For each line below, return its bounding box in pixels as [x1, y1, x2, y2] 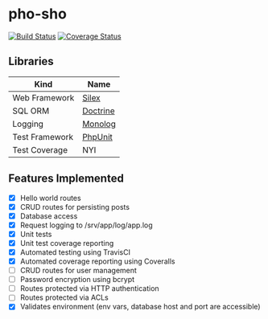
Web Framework [12, 92, 75, 103]
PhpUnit [81, 131, 113, 142]
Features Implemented [8, 172, 125, 186]
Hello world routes [19, 193, 82, 202]
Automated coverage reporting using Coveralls [19, 256, 175, 266]
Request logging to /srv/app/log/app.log [19, 220, 153, 230]
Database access [19, 211, 78, 221]
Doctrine [81, 105, 115, 117]
